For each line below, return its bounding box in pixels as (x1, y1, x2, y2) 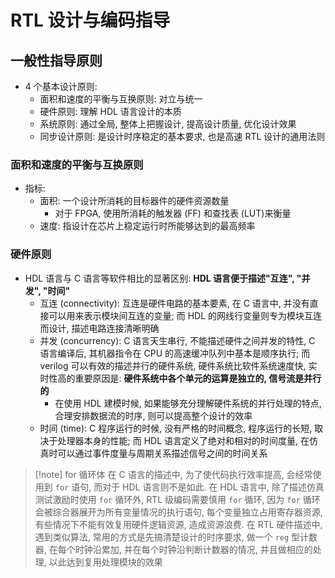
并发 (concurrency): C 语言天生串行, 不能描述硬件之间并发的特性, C (39, 334, 316, 346)
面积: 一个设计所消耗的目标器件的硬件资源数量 (39, 195, 230, 207)
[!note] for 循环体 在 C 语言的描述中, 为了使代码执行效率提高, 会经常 (34, 468, 313, 480)
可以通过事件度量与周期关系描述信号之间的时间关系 (57, 447, 268, 459)
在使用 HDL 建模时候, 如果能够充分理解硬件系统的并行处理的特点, (54, 397, 322, 409)
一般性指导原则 (10, 52, 103, 69)
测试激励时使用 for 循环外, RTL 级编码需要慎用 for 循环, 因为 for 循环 (34, 493, 321, 505)
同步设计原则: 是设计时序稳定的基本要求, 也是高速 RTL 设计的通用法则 (39, 131, 326, 142)
